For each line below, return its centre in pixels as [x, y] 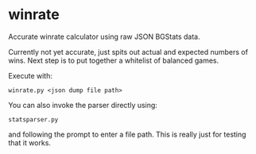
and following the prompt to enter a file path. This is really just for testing [127, 134]
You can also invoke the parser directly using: [83, 105]
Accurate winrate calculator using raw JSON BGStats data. [104, 37]
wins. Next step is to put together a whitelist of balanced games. [114, 60]
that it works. [30, 142]
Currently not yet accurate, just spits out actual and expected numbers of [128, 52]
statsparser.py [33, 119]
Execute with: [31, 75]
